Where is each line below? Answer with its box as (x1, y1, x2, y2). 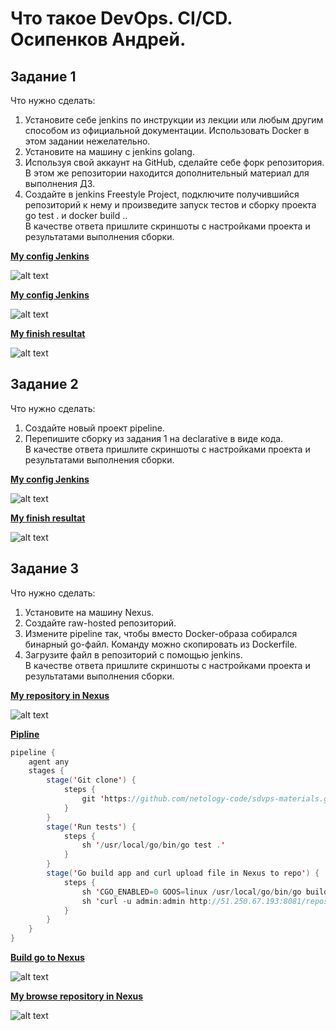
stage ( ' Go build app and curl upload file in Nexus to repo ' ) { (46, 868, 320, 878)
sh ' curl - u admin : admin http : (81, 896, 213, 906)
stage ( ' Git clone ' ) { (46, 775, 137, 786)
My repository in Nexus (10, 689, 110, 701)
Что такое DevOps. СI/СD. (10, 7, 233, 30)
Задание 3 (10, 560, 79, 577)
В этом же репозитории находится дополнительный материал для (24, 167, 310, 179)
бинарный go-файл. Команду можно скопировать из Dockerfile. (24, 638, 298, 650)
